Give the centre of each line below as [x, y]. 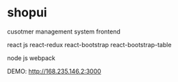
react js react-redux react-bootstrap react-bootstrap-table [89, 44]
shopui [27, 13]
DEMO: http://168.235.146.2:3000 [54, 71]
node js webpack [31, 58]
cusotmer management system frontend [64, 31]
